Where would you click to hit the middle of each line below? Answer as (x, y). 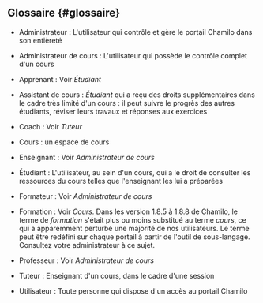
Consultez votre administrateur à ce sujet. (87, 245)
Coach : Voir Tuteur (50, 126)
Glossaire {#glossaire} (64, 13)
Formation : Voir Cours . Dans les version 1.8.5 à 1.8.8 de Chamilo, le (128, 211)
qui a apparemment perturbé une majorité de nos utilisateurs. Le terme (134, 228)
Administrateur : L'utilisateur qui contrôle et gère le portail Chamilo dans (135, 32)
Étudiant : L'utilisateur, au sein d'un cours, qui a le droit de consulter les (135, 172)
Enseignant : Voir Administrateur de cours (86, 157)
